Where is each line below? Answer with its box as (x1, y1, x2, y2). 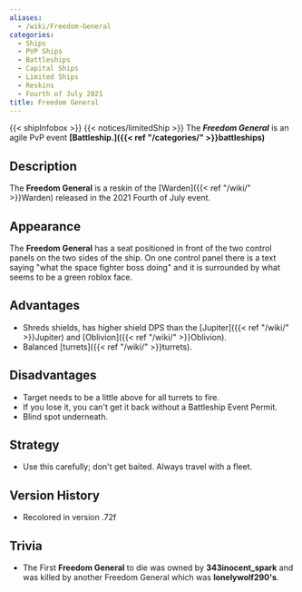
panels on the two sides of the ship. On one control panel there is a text (9, 252, 277, 263)
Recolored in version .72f (22, 512, 117, 523)
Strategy (9, 438, 60, 453)
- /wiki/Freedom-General (17, 22, 112, 31)
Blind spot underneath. (22, 410, 109, 422)
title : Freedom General (9, 97, 100, 107)
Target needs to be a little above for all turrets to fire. (22, 391, 220, 402)
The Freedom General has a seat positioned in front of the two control (9, 242, 272, 253)
